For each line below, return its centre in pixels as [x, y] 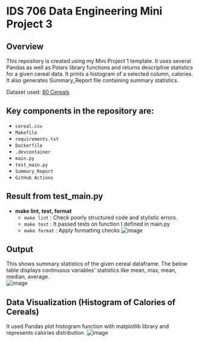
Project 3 [29, 24]
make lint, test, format [43, 211]
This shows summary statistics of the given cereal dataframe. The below [97, 264]
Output [20, 250]
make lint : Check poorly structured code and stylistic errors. [101, 217]
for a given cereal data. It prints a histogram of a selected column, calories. [100, 74]
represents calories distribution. [46, 333]
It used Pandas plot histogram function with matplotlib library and [88, 326]
